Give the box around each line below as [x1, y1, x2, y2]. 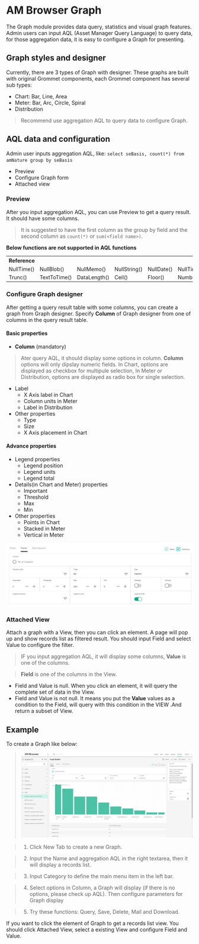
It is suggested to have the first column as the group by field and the [20, 226, 188, 233]
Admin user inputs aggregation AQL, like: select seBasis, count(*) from [6, 149, 185, 157]
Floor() [147, 273, 165, 280]
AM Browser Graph [6, 4, 102, 17]
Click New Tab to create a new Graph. [29, 843, 123, 851]
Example [6, 725, 39, 735]
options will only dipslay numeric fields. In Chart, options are [20, 361, 169, 368]
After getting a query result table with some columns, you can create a [6, 304, 178, 311]
